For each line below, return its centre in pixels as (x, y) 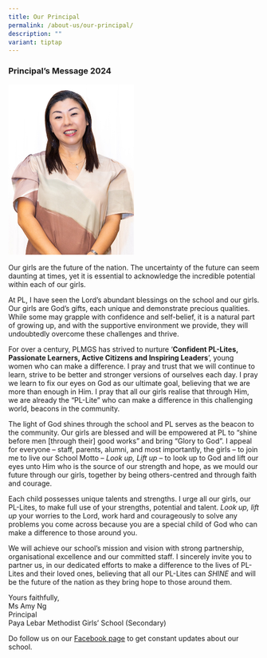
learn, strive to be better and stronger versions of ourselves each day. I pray (133, 374)
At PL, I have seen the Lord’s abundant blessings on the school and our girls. (134, 300)
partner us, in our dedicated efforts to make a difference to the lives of (124, 565)
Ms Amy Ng (27, 605)
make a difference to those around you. (73, 532)
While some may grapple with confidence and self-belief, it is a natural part (132, 317)
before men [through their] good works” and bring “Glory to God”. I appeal (130, 441)
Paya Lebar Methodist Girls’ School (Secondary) (87, 623)
